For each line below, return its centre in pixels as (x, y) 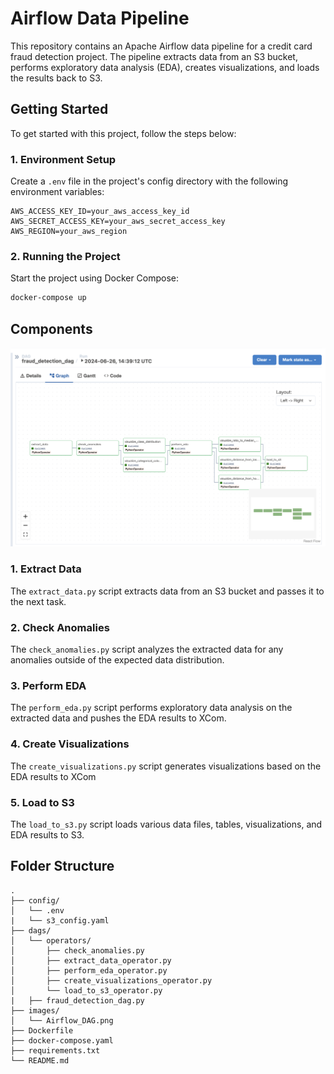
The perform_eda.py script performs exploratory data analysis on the (151, 708)
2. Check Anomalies (60, 627)
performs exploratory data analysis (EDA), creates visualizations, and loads (165, 67)
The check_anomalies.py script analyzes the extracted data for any (147, 649)
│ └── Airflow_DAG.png (62, 1020)
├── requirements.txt (55, 1050)
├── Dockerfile (42, 1030)
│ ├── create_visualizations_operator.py (111, 980)
